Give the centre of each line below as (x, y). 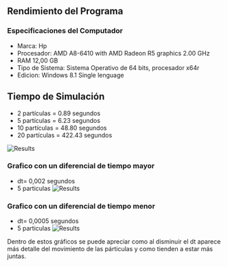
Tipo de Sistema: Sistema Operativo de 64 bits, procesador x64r (108, 67)
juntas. (16, 256)
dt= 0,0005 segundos (48, 221)
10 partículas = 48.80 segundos (62, 128)
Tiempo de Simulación (56, 96)
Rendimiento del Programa (65, 11)
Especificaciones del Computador (65, 31)
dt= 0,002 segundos (46, 181)
